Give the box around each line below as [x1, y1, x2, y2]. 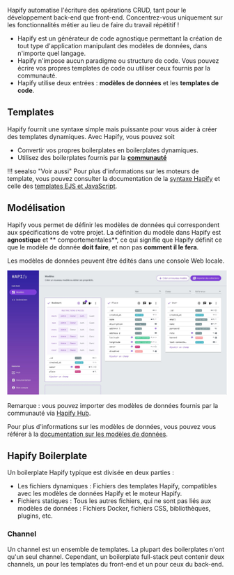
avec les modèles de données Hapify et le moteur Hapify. [17, 489, 182, 498]
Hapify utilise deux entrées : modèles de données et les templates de [17, 79, 219, 87]
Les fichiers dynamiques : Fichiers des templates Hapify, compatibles [17, 482, 217, 490]
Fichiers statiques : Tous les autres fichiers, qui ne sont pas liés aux [17, 497, 212, 505]
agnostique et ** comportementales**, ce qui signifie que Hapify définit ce [7, 235, 223, 244]
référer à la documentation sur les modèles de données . [7, 430, 169, 438]
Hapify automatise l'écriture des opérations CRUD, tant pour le [7, 6, 187, 14]
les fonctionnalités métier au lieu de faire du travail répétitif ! [7, 21, 180, 29]
